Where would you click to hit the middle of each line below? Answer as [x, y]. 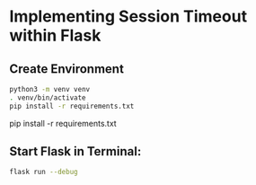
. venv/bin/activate [48, 97]
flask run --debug [44, 172]
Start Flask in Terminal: [75, 151]
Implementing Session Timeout [128, 17]
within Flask [55, 35]
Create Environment [66, 69]
